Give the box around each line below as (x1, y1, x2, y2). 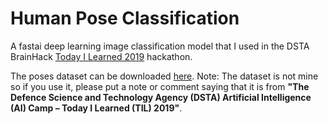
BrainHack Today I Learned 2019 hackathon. (10, 50, 193, 62)
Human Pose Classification (10, 7, 240, 30)
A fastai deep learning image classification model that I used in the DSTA (10, 40, 310, 52)
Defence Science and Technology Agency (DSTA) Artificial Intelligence (10, 91, 312, 103)
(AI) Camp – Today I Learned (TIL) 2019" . (10, 102, 183, 114)
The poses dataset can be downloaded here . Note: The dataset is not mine (10, 70, 319, 82)
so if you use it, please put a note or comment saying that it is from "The (10, 80, 310, 92)
